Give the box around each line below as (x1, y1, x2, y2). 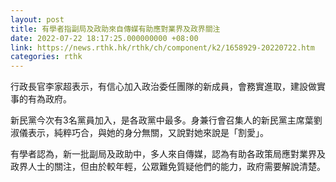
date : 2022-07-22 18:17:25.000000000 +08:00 (10, 33, 199, 43)
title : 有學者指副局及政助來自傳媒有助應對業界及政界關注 (10, 24, 221, 34)
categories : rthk (10, 52, 83, 62)
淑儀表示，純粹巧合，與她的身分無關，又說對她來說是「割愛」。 (10, 127, 269, 139)
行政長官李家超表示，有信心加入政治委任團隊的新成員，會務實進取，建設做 (10, 81, 317, 93)
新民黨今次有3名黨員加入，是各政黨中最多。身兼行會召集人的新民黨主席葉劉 (10, 114, 323, 126)
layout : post (10, 14, 65, 25)
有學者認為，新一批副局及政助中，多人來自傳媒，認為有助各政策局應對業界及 (10, 148, 326, 160)
